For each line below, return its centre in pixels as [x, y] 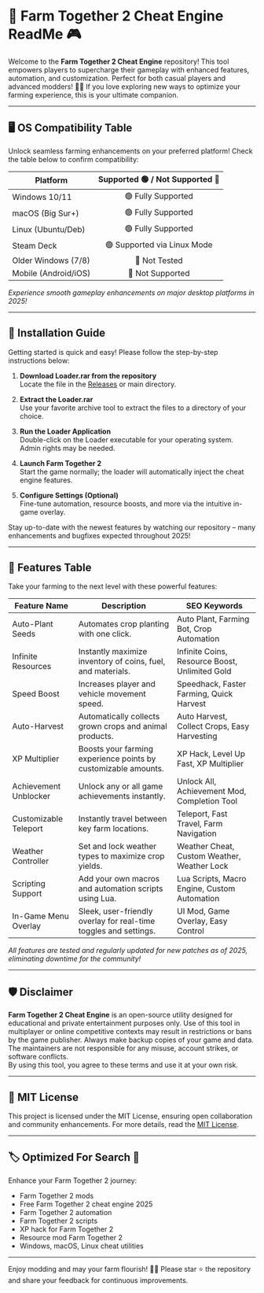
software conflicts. [38, 1057]
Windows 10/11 [42, 198]
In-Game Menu [40, 916]
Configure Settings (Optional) [69, 495]
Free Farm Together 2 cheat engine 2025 [86, 1204]
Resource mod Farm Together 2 [71, 1237]
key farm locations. [114, 829]
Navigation [197, 833]
